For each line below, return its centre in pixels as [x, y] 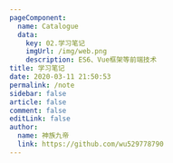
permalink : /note [42, 85]
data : [28, 34]
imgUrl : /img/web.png [66, 52]
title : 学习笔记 [37, 69]
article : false [38, 102]
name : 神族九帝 [43, 136]
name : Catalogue [48, 26]
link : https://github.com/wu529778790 [91, 144]
